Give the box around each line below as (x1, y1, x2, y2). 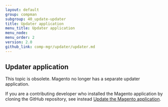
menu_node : (5, 30, 28, 35)
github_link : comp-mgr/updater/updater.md (5, 44, 95, 49)
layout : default (5, 7, 39, 12)
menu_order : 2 (5, 35, 35, 40)
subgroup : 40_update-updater (5, 16, 66, 21)
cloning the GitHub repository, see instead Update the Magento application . (5, 96, 161, 102)
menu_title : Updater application (5, 26, 75, 31)
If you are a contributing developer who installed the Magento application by (5, 91, 163, 97)
